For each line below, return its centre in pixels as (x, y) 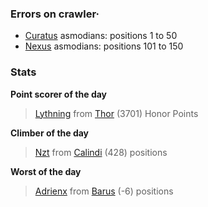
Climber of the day (50, 133)
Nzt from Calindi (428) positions (101, 152)
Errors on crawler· (55, 14)
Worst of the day (46, 171)
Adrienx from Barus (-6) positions (104, 191)
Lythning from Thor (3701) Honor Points (116, 113)
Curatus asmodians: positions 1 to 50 (101, 36)
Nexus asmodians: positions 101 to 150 (104, 46)
